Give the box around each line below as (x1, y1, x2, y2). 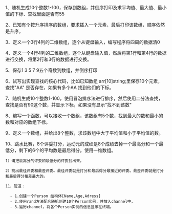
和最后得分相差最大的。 (5, 174, 48, 179)
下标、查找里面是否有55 (14, 11, 65, 17)
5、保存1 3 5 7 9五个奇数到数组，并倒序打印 (5, 67, 98, 73)
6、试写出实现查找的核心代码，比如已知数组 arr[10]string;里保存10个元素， (5, 78, 163, 84)
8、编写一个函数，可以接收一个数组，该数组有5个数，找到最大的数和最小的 (5, 113, 163, 119)
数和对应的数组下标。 (5, 119, 50, 125)
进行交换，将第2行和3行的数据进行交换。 (5, 56, 92, 62)
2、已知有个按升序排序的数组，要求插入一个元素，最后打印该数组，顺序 (5, 22, 156, 28)
